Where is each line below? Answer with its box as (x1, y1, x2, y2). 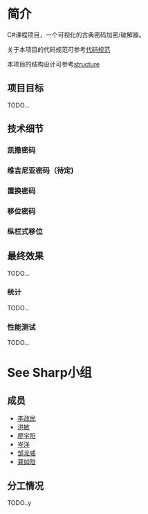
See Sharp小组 (7, 365, 92, 381)
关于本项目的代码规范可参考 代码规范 (7, 45, 111, 53)
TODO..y (7, 498, 32, 506)
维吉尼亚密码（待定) (7, 166, 74, 175)
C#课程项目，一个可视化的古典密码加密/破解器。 (7, 30, 145, 39)
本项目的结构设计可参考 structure (7, 60, 100, 68)
